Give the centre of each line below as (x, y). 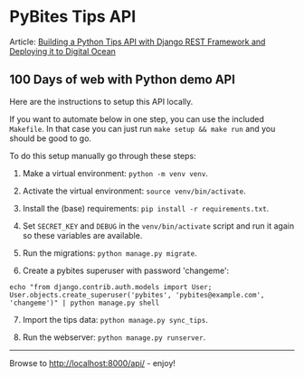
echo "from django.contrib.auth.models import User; (111, 287)
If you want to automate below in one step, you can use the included (137, 118)
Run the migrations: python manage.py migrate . (109, 253)
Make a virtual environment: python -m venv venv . (115, 173)
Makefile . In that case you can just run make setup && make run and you (142, 128)
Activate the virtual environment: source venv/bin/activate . (134, 191)
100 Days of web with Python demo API (122, 80)
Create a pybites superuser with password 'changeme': (126, 270)
